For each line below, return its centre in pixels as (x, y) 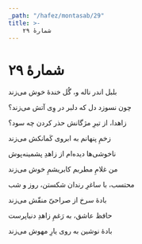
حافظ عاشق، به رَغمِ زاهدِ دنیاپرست (60, 215)
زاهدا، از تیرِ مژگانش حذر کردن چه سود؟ (67, 123)
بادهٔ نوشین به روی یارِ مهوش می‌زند (60, 231)
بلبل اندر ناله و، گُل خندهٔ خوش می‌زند (63, 92)
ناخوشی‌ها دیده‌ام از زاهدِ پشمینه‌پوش (62, 154)
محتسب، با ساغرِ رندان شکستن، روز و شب (71, 185)
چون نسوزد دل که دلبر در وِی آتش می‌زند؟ (70, 108)
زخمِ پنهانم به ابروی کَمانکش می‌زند (59, 138)
